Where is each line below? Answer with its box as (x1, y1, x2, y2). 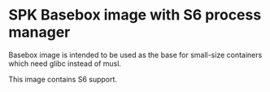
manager (8, 23, 71, 42)
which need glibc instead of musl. (8, 59, 122, 68)
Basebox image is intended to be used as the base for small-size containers (8, 50, 263, 59)
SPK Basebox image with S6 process (8, 6, 262, 24)
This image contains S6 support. (8, 74, 118, 84)
